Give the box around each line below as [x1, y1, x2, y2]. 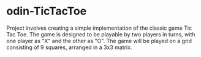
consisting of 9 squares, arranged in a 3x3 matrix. [6, 44, 132, 51]
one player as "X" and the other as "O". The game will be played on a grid [6, 37, 192, 44]
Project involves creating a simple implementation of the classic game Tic [6, 24, 192, 32]
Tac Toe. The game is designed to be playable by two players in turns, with [6, 30, 195, 38]
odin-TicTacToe [6, 4, 87, 18]
